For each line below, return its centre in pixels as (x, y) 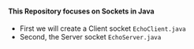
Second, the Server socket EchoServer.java (90, 37)
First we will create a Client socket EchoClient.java (103, 28)
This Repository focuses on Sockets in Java (82, 11)
